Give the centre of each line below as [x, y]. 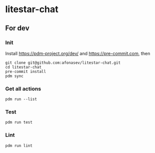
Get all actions [23, 89]
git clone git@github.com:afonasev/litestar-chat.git [63, 63]
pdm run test [19, 123]
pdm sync [14, 76]
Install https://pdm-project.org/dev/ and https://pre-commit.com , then [78, 53]
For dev [17, 28]
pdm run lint [19, 145]
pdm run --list [21, 99]
